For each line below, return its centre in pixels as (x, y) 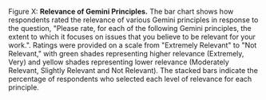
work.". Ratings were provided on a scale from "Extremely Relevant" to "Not (133, 45)
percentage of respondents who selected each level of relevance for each (130, 79)
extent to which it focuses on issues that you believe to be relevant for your (132, 37)
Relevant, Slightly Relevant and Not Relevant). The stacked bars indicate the (133, 70)
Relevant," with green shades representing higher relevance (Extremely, (126, 54)
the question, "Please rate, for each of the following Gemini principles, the (130, 28)
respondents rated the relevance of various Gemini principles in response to (133, 20)
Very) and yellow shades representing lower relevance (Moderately (119, 62)
